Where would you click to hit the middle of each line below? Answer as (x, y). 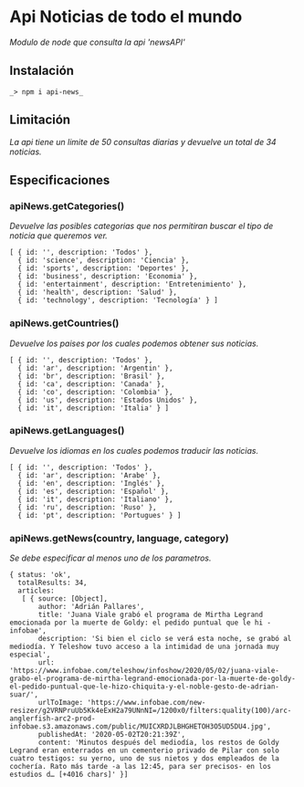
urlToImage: (61, 703)
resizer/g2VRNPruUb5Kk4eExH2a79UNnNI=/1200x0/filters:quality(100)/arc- (151, 711)
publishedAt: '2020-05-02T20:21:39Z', (111, 735)
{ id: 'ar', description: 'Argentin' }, (95, 368)
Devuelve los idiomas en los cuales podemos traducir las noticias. (134, 450)
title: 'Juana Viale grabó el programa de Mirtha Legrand (150, 615)
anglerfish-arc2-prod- (52, 719)
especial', (30, 655)
